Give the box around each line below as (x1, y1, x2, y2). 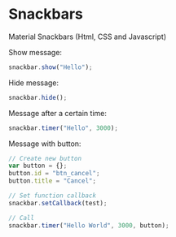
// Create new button (8, 154, 82, 162)
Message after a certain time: (8, 108, 108, 118)
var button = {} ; (8, 162, 68, 170)
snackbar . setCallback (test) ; (8, 199, 108, 207)
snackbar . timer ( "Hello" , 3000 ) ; (8, 123, 118, 132)
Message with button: (8, 139, 81, 149)
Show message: (8, 47, 63, 57)
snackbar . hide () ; (8, 93, 68, 101)
